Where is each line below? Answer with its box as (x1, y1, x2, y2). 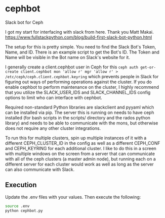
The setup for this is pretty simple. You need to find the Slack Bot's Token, (5, 44, 157, 50)
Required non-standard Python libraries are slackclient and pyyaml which (5, 104, 154, 110)
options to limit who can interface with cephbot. (5, 95, 102, 101)
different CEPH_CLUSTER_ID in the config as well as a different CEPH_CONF (5, 140, 161, 146)
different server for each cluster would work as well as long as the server (5, 161, 154, 167)
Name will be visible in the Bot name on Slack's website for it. (5, 54, 130, 60)
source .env (5, 204, 30, 209)
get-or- (140, 65, 156, 70)
